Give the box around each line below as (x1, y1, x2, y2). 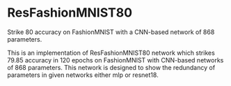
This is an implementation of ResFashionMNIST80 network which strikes (7, 49, 216, 57)
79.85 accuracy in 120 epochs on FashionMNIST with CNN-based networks (7, 55, 224, 64)
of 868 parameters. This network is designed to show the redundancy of (7, 63, 216, 71)
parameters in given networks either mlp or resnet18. (7, 71, 159, 79)
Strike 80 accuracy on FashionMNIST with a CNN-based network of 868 (7, 28, 215, 36)
